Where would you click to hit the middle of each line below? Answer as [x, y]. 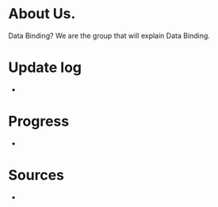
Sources [36, 175]
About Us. [42, 14]
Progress [39, 121]
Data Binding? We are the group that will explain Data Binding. [109, 36]
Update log [45, 68]
